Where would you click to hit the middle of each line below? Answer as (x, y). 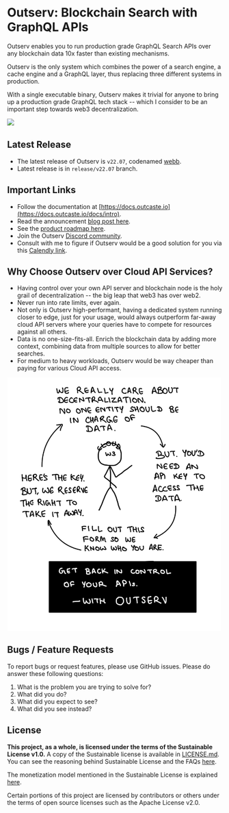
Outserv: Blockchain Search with (103, 13)
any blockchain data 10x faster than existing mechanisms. (88, 53)
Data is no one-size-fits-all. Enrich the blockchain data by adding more (117, 339)
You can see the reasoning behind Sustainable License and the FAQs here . (112, 761)
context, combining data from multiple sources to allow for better (108, 347)
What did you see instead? (54, 709)
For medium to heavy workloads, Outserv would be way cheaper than (115, 361)
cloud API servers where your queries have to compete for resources (114, 325)
